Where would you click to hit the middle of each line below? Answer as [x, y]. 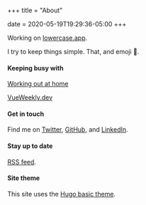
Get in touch [26, 114]
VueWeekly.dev [30, 98]
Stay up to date [30, 146]
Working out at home [38, 84]
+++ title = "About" [35, 10]
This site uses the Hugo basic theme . [61, 194]
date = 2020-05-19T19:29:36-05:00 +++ [67, 24]
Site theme [24, 178]
